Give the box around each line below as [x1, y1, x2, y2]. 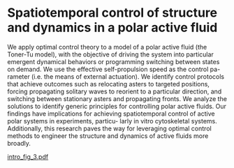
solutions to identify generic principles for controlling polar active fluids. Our [7, 102, 227, 110]
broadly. [7, 139, 31, 147]
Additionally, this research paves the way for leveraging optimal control [7, 124, 212, 132]
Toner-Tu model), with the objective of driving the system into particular [7, 50, 214, 59]
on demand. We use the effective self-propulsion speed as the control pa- [7, 65, 221, 73]
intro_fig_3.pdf [7, 152, 49, 161]
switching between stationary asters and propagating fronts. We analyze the [7, 94, 227, 102]
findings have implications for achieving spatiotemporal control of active [7, 109, 215, 118]
